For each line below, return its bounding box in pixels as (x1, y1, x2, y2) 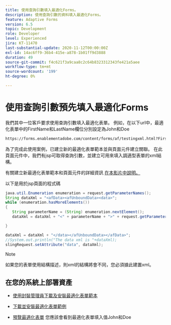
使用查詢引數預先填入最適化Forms (5, 102, 149, 114)
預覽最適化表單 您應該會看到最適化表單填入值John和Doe (12, 314, 131, 320)
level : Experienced (5, 36, 47, 41)
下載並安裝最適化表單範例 (12, 304, 67, 310)
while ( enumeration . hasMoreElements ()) (5, 200, 90, 205)
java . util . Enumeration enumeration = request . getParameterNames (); (5, 191, 152, 196)
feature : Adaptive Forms (5, 17, 58, 22)
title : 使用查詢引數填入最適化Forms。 (5, 7, 78, 13)
